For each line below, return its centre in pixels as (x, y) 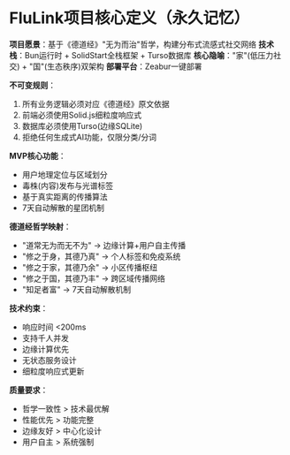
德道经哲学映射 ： (40, 226)
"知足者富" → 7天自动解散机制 (76, 289)
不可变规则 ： (32, 85)
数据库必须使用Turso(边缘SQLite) (82, 125)
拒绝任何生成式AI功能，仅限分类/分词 (89, 137)
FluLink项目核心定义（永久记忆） (130, 18)
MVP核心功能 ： (38, 155)
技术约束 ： (29, 308)
